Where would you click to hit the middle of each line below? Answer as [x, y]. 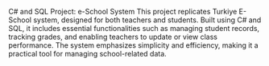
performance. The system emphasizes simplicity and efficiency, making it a [134, 45]
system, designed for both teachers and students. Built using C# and [147, 20]
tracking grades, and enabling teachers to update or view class [113, 37]
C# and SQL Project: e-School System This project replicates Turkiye [123, 12]
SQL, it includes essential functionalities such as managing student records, [134, 28]
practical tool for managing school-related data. [87, 54]
